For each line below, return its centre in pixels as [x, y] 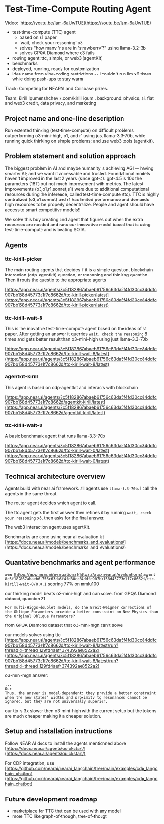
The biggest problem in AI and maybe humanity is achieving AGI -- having [79, 168]
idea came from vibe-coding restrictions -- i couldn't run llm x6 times [82, 74]
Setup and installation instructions [59, 731]
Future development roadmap [51, 799]
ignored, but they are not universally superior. [57, 701]
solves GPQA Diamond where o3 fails [57, 53]
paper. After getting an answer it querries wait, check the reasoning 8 [76, 334]
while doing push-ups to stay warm [48, 79]
